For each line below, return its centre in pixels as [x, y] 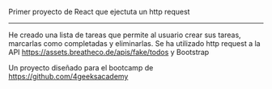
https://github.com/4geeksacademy [68, 76]
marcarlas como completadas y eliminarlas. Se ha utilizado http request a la [134, 43]
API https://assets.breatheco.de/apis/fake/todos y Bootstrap [109, 52]
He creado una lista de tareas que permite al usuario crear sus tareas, [125, 35]
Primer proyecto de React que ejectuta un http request [99, 12]
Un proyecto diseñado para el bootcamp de [81, 68]
